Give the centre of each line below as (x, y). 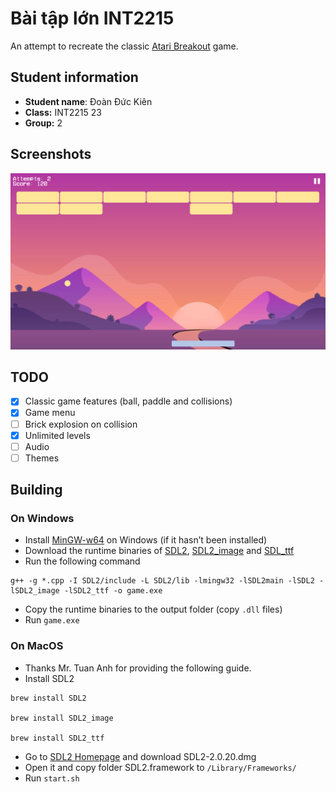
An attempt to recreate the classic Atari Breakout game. (124, 46)
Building (36, 490)
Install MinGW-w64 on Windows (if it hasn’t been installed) (146, 540)
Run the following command (82, 561)
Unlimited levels (57, 435)
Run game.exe (52, 620)
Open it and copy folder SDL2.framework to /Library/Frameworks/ (160, 767)
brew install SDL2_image (62, 718)
